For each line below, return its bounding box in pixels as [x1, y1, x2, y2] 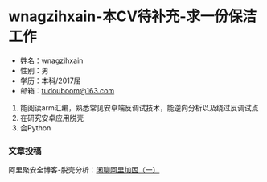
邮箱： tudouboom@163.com [19, 85, 115, 95]
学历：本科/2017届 [19, 76, 81, 85]
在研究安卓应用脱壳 [19, 113, 84, 122]
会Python [19, 122, 51, 133]
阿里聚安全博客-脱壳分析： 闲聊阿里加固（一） [8, 165, 160, 175]
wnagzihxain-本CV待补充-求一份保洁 [8, 7, 257, 26]
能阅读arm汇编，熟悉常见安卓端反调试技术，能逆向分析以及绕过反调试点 [19, 102, 259, 113]
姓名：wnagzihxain [19, 56, 84, 65]
